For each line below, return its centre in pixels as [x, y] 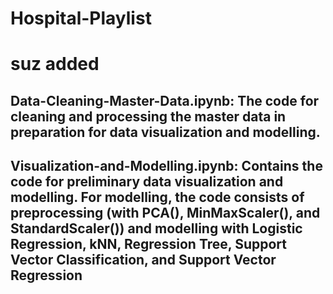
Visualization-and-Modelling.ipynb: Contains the [166, 166]
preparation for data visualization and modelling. [165, 132]
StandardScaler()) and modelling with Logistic [156, 228]
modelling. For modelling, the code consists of [157, 197]
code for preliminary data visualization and [147, 182]
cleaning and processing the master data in [148, 116]
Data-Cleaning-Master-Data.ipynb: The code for [165, 100]
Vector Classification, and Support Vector [143, 260]
